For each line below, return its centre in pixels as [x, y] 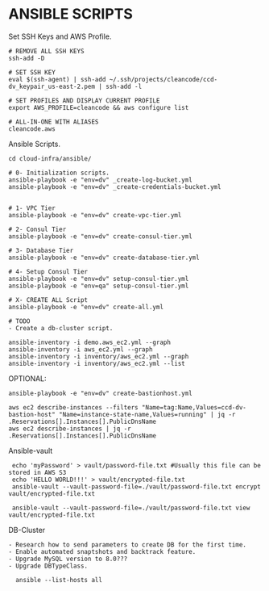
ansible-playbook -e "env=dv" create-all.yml [86, 307]
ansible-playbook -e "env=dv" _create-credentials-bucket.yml [115, 187]
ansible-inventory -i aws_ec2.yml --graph [81, 349]
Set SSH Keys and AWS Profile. [60, 36]
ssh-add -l [124, 86]
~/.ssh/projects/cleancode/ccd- [163, 79]
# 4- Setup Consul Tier [48, 271]
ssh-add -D [27, 58]
